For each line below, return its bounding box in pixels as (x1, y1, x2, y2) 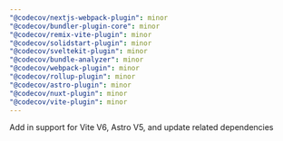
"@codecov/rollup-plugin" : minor (9, 72, 136, 81)
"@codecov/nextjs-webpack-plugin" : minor (9, 13, 169, 23)
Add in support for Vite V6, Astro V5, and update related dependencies (9, 122, 274, 133)
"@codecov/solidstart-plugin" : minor (9, 38, 152, 48)
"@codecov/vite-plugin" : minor (9, 97, 128, 107)
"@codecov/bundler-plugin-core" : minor (9, 22, 161, 31)
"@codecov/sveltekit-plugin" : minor (9, 47, 148, 56)
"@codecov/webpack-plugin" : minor (9, 64, 141, 73)
